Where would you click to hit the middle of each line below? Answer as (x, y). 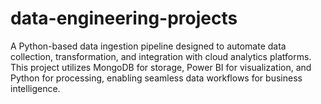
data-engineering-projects (124, 18)
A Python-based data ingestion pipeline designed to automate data (148, 46)
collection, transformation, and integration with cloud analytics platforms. (161, 56)
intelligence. (35, 88)
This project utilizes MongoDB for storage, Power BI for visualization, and (161, 67)
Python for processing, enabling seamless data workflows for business (156, 78)
